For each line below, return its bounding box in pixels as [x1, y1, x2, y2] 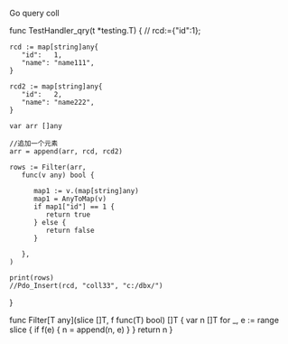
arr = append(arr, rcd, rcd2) [9, 147, 124, 156]
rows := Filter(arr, [9, 163, 88, 172]
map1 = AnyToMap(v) [33, 194, 107, 203]
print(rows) [9, 274, 54, 283]
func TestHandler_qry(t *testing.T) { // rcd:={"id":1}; [9, 25, 201, 35]
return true [45, 210, 91, 219]
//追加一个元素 [9, 139, 59, 148]
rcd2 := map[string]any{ [9, 82, 103, 91]
